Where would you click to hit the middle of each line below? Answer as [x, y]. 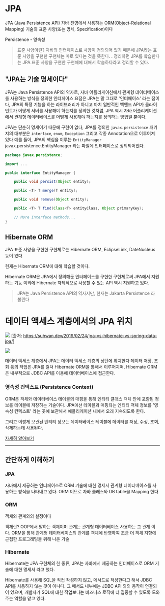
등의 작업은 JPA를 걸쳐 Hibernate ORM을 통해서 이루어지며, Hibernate [78, 367]
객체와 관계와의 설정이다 [28, 516]
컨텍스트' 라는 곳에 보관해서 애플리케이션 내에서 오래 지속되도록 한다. [80, 411]
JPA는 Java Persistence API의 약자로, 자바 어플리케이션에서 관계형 [70, 92]
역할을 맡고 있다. [30, 598]
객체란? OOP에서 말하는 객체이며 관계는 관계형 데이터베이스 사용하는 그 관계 [78, 526]
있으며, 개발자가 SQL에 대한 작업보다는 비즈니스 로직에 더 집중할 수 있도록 [81, 592]
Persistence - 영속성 [25, 39]
